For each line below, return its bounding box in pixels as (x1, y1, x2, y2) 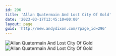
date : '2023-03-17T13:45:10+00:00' (5, 17, 80, 22)
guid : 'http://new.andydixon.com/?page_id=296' (5, 26, 107, 31)
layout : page (5, 21, 33, 27)
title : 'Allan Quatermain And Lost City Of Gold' (5, 12, 112, 17)
